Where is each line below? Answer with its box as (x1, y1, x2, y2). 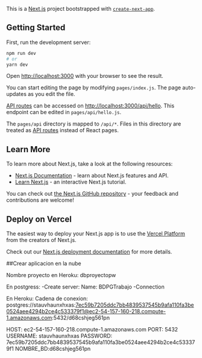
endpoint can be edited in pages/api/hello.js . (6, 109, 122, 116)
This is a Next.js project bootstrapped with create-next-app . (6, 5, 156, 12)
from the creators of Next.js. (6, 237, 77, 244)
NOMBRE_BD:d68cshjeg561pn (14, 345, 91, 353)
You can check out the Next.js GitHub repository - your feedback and (6, 190, 179, 197)
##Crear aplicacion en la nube (6, 260, 81, 267)
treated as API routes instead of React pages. (6, 127, 119, 134)
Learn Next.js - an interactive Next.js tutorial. (14, 178, 127, 186)
